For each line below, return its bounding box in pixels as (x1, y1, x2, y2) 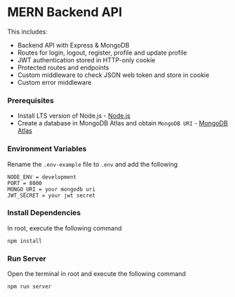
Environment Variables (7, 144, 87, 154)
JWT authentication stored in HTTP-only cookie (17, 55, 156, 64)
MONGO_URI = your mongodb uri (7, 186, 96, 193)
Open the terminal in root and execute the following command (7, 270, 186, 278)
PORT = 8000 (7, 179, 42, 186)
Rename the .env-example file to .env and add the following (7, 160, 178, 168)
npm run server (7, 283, 52, 291)
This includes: (7, 27, 48, 36)
